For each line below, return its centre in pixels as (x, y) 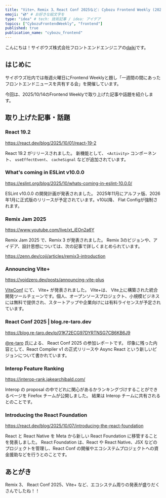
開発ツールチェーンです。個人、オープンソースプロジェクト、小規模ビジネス (83, 296)
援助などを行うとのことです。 (40, 455)
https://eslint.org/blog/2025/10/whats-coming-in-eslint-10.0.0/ (69, 183)
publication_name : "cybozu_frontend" (44, 33)
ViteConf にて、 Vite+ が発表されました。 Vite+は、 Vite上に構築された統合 (82, 290)
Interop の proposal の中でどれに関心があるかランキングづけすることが (77, 389)
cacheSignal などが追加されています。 (90, 159)
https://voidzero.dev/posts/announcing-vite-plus (55, 280)
